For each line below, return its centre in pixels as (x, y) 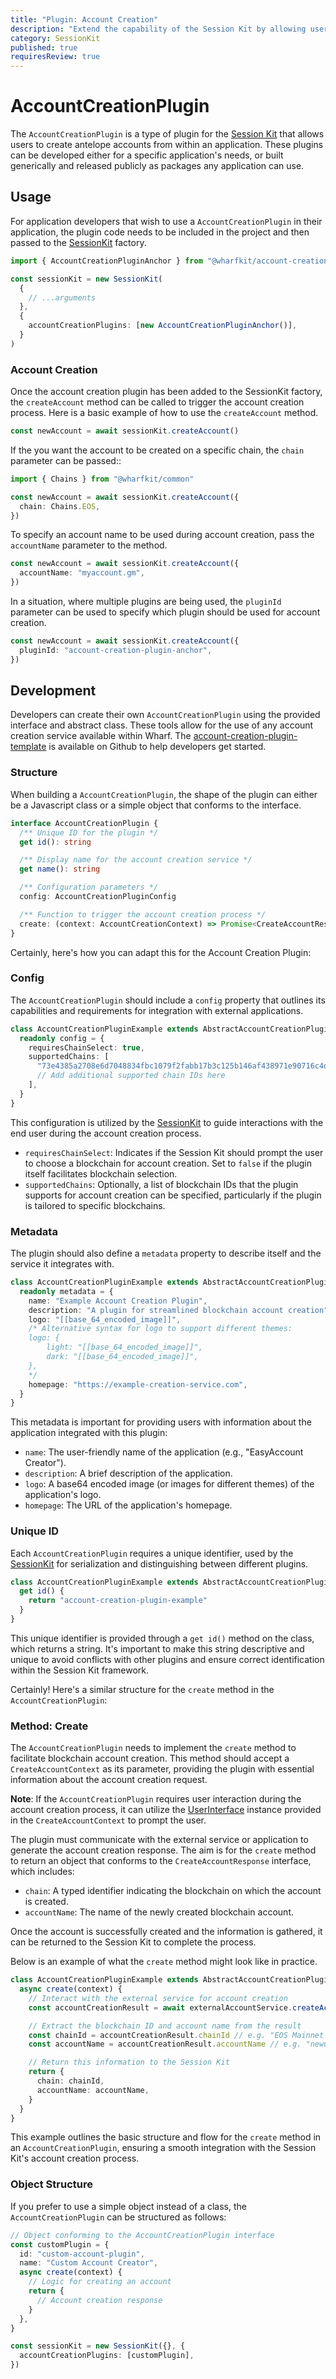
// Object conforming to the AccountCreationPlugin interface (142, 2235)
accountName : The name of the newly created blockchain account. (159, 1912)
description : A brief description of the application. (128, 1473)
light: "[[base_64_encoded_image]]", (124, 1347)
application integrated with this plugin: (89, 1433)
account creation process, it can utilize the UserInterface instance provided (166, 1810)
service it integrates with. (62, 1264)
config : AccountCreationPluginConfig (98, 897)
